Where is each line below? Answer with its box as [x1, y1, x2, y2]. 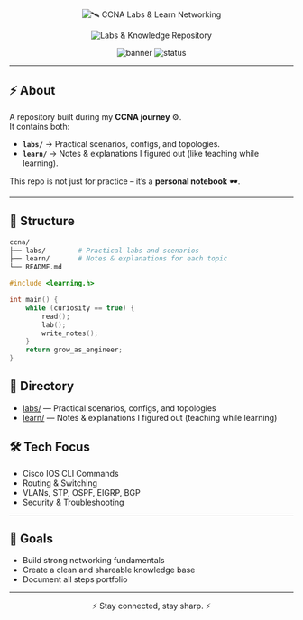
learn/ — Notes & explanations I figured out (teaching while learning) [22, 412, 278, 423]
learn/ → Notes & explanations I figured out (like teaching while [22, 148, 260, 159]
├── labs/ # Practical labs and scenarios [9, 246, 200, 255]
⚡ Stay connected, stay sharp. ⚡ [91, 600, 212, 612]
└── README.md [9, 262, 63, 272]
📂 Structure [9, 214, 75, 229]
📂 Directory [9, 378, 75, 394]
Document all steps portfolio [22, 574, 128, 585]
